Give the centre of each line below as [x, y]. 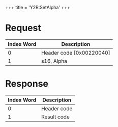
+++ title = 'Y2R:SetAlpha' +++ [38, 7]
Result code [55, 117]
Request [23, 28]
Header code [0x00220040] [76, 53]
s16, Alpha [54, 61]
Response [27, 84]
